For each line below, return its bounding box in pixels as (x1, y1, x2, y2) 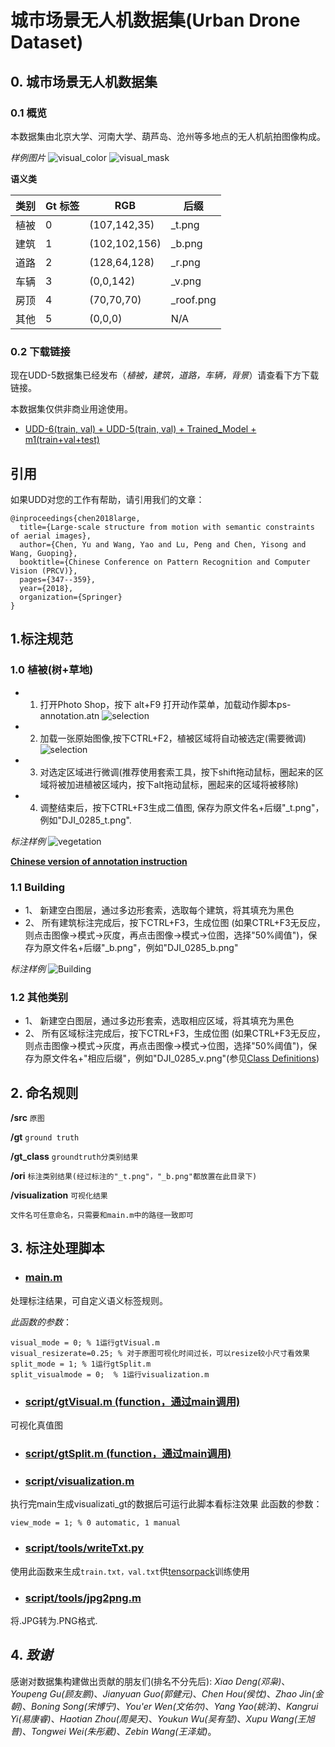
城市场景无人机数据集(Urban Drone (10, 9, 301, 32)
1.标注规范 (10, 631, 74, 648)
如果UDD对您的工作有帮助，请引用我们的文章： (10, 493, 205, 505)
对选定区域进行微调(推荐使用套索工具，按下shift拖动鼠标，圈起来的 (39, 766, 316, 778)
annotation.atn (39, 709, 100, 721)
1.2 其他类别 (10, 990, 69, 1004)
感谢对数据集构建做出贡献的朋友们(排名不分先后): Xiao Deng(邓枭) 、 (10, 1675, 291, 1687)
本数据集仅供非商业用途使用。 (10, 403, 133, 415)
